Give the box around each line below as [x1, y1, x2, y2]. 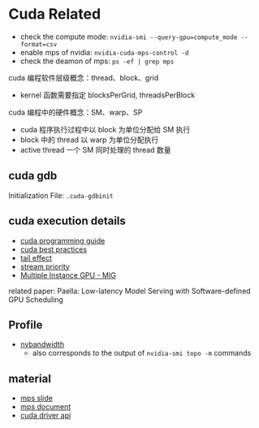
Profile [8, 318, 43, 331]
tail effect [19, 253, 53, 262]
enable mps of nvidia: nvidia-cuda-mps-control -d [19, 47, 189, 57]
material [8, 371, 51, 386]
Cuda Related [8, 5, 101, 24]
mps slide [19, 393, 53, 403]
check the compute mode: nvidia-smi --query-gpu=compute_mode [19, 32, 238, 41]
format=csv [19, 40, 58, 49]
